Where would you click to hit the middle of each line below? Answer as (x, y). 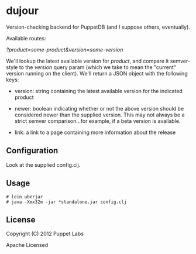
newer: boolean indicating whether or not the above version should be (99, 108)
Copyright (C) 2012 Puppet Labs (45, 234)
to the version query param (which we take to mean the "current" (98, 67)
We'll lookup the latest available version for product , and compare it (87, 61)
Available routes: (26, 38)
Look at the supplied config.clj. (43, 164)
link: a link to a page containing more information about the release (95, 132)
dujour (23, 11)
